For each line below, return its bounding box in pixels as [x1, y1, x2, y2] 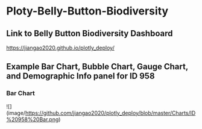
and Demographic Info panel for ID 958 [6, 71, 155, 81]
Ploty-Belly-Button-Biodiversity [6, 4, 169, 18]
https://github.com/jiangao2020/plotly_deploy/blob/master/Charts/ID [25, 109, 196, 116]
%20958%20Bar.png [6, 116, 59, 123]
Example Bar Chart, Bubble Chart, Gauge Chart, [6, 61, 189, 72]
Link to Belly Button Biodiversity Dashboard [6, 28, 173, 39]
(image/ [6, 109, 26, 116]
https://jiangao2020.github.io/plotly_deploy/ [6, 44, 115, 51]
